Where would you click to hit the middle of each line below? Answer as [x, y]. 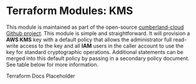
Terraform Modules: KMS [70, 11]
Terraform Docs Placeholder [41, 76]
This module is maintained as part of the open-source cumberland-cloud [95, 27]
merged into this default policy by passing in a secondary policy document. [98, 58]
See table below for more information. [52, 64]
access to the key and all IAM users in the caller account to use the [102, 46]
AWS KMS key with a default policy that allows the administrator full [89, 39]
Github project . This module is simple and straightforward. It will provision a [98, 33]
